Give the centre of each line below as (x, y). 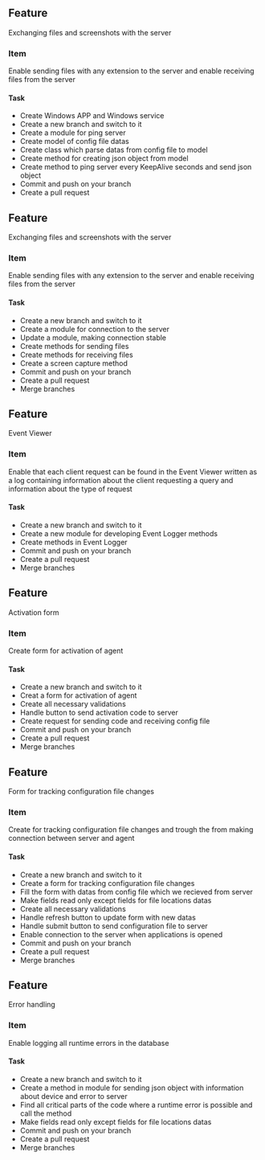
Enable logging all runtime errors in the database (89, 1043)
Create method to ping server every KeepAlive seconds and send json (136, 167)
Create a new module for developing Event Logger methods (119, 533)
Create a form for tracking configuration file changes (107, 883)
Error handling (32, 1005)
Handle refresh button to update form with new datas (108, 917)
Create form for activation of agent (66, 651)
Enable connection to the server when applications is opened (121, 934)
